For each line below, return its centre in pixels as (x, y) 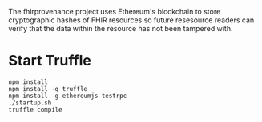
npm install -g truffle (48, 89)
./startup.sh (30, 103)
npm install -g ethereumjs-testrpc (68, 96)
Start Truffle (50, 61)
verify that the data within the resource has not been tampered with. (121, 28)
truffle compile (35, 110)
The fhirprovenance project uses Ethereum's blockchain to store (115, 12)
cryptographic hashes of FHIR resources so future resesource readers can (131, 20)
